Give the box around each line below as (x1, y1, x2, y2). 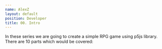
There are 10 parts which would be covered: (5, 39, 93, 45)
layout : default (5, 12, 38, 16)
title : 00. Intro (5, 20, 40, 25)
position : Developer (5, 16, 47, 21)
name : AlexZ (5, 7, 29, 12)
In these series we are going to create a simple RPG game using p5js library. (5, 34, 158, 39)
